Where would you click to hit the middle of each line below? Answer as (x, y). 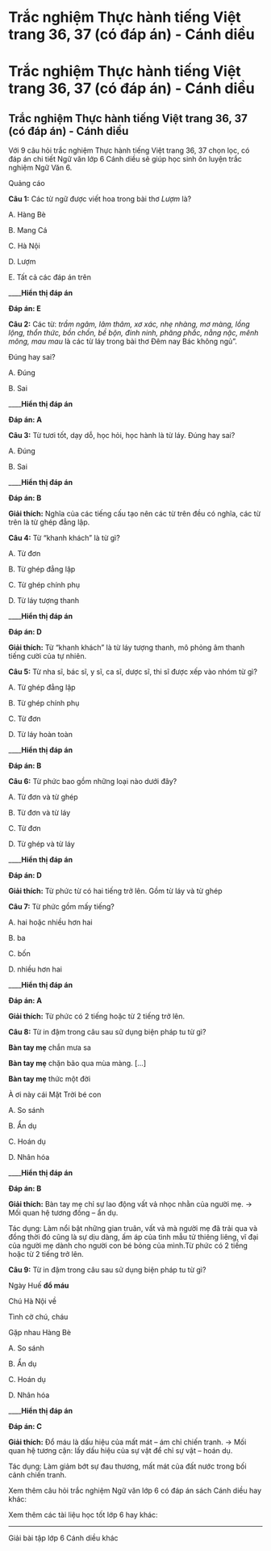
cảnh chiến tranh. (38, 1475)
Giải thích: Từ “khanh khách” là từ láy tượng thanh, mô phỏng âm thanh (127, 647)
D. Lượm (22, 262)
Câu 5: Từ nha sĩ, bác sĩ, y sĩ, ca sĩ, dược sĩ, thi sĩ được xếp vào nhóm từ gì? (133, 672)
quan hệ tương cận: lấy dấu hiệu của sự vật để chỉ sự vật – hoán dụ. (121, 1451)
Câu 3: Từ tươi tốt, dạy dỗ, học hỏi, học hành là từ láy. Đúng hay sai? (122, 436)
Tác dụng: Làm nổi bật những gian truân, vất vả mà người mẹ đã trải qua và (133, 1229)
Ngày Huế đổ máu (39, 1286)
